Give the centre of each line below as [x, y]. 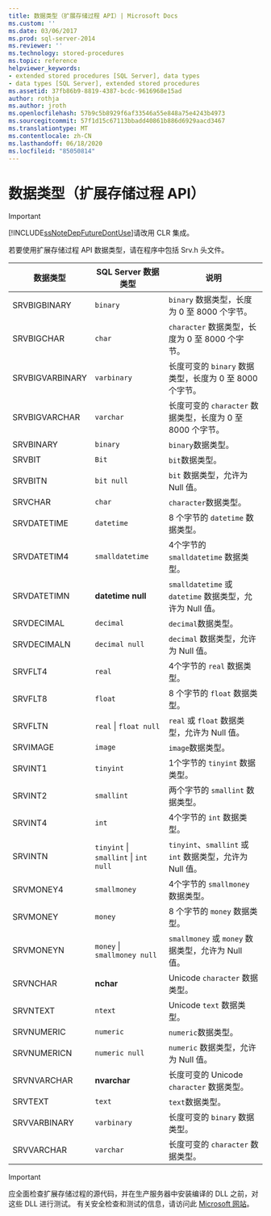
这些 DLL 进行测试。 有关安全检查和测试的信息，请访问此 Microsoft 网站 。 [131, 1204]
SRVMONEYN [38, 950]
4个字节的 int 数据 [204, 818]
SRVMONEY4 [38, 890]
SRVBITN [30, 481]
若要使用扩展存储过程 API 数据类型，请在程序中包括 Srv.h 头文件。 [119, 250]
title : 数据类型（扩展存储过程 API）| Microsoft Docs [93, 16]
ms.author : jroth [38, 106]
